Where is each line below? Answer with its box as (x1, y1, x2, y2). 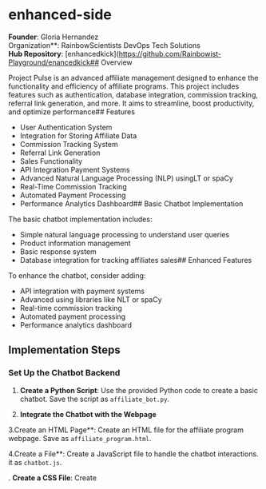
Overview (101, 58, 133, 67)
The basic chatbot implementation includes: (8, 214, 153, 224)
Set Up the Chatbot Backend (8, 368, 121, 379)
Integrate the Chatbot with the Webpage (19, 409, 157, 419)
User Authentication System (19, 122, 113, 132)
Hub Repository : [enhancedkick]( (8, 49, 120, 58)
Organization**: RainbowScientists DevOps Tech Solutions (8, 40, 201, 50)
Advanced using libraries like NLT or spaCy (19, 294, 162, 304)
